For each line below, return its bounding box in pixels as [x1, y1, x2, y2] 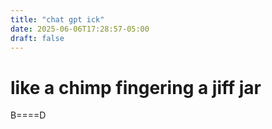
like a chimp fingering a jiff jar [10, 76, 262, 99]
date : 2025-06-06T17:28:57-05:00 [10, 24, 150, 34]
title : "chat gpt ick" [10, 14, 105, 25]
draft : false [10, 33, 65, 43]
